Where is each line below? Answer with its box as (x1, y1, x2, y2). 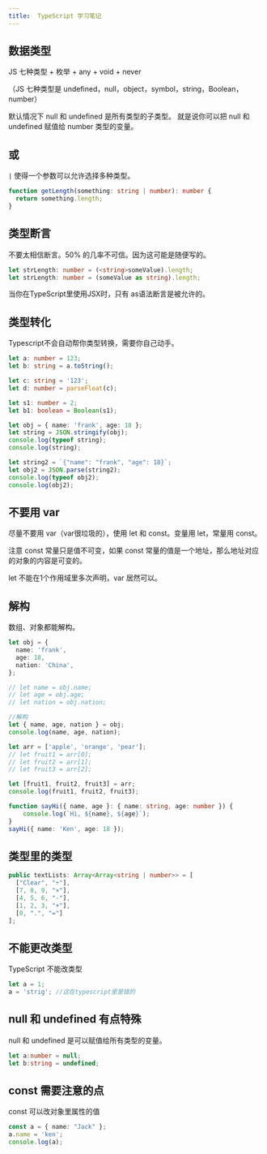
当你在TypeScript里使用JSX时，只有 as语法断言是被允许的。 (8, 289, 210, 299)
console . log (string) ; (8, 444, 82, 452)
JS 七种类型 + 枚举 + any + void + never (8, 67, 142, 77)
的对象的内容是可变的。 (8, 556, 87, 566)
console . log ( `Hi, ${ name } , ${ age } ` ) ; (23, 809, 150, 818)
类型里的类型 (8, 849, 73, 863)
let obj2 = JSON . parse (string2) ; (8, 466, 121, 474)
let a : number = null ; (8, 1052, 82, 1060)
